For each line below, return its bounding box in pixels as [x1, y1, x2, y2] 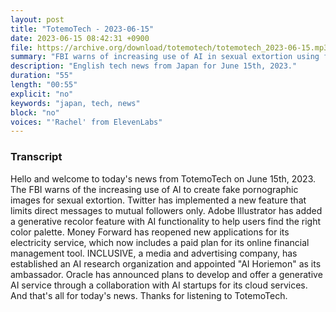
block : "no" [10, 107, 60, 118]
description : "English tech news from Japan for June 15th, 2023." [10, 61, 298, 71]
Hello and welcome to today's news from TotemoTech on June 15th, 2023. [10, 172, 317, 185]
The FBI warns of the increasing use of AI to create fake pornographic [10, 183, 299, 195]
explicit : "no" [10, 89, 74, 99]
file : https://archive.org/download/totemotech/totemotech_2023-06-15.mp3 [10, 42, 329, 53]
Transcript [10, 150, 63, 164]
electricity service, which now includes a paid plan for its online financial [10, 236, 310, 248]
